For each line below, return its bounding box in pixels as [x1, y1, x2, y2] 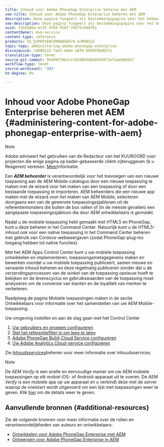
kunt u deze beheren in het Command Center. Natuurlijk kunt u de [5, 224, 138, 230]
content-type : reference [5, 35, 56, 40]
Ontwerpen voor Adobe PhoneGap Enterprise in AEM [12, 436, 120, 442]
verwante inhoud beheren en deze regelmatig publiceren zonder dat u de [5, 265, 152, 271]
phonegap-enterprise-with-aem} [5, 128, 143, 139]
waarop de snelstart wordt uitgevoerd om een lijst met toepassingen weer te [5, 384, 159, 390]
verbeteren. [5, 285, 29, 291]
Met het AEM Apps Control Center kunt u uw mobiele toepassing [5, 249, 135, 255]
